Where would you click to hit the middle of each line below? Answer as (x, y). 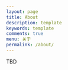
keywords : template (30, 28)
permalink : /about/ (30, 45)
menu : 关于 (19, 39)
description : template (34, 23)
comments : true (25, 34)
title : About (22, 17)
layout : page (22, 12)
